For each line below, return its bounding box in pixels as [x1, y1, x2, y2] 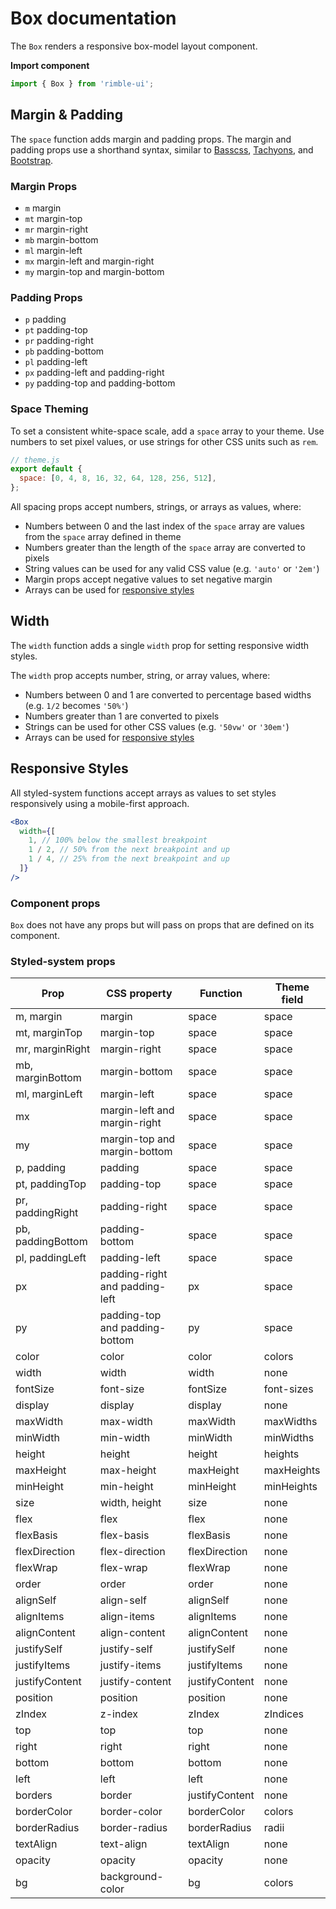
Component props [10, 896, 101, 910]
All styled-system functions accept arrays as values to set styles [10, 787, 277, 799]
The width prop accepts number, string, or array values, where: [10, 669, 271, 681]
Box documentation [10, 7, 177, 30]
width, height [99, 1496, 162, 1510]
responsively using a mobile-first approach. [10, 797, 190, 809]
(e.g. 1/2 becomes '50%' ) [24, 699, 129, 711]
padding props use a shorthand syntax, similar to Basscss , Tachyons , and [10, 143, 314, 156]
